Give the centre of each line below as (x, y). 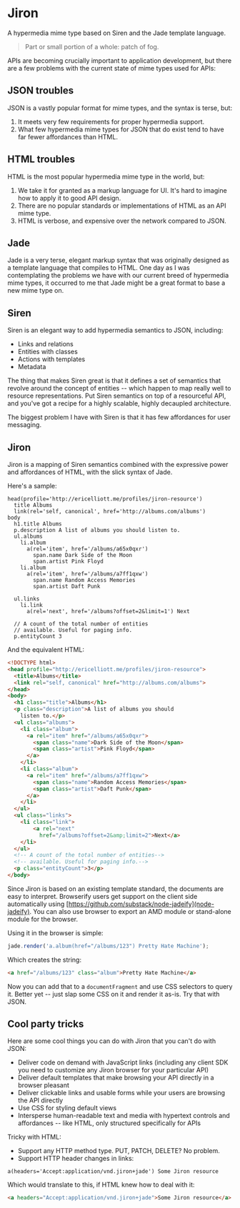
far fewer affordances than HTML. (67, 136)
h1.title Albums (38, 524)
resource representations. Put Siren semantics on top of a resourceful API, (117, 396)
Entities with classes (48, 352)
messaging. (24, 425)
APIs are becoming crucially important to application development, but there (120, 60)
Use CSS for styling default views (67, 1108)
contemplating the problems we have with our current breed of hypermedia (118, 276)
